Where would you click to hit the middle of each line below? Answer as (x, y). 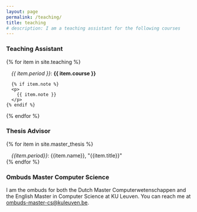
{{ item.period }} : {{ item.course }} (54, 73)
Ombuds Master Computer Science (58, 177)
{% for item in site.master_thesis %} (50, 144)
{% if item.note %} (35, 84)
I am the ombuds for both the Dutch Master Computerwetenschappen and (96, 190)
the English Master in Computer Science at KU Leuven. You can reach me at (98, 197)
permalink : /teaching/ (34, 17)
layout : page (22, 12)
